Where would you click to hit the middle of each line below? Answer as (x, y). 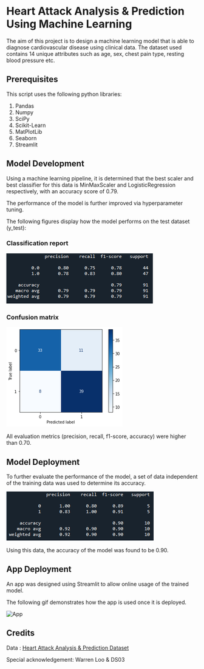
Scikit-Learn (30, 125)
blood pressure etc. (31, 60)
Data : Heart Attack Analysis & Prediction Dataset (68, 648)
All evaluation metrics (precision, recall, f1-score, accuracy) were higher (96, 436)
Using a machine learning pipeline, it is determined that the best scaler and (100, 178)
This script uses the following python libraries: (64, 94)
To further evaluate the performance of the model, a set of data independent (102, 476)
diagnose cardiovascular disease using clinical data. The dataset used (94, 47)
